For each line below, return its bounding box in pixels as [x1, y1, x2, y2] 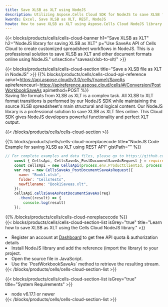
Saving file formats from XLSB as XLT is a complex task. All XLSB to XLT [5, 93, 153, 99]
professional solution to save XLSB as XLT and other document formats [5, 51, 152, 57]
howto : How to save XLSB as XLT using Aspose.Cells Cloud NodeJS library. [5, 21, 164, 27]
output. [5, 119, 20, 125]
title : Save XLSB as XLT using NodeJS [5, 7, 86, 13]
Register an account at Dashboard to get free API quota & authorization [11, 234, 158, 240]
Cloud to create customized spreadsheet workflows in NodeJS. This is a [5, 46, 154, 52]
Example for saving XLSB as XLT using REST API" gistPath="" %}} [5, 144, 141, 150]
